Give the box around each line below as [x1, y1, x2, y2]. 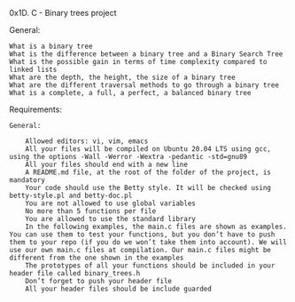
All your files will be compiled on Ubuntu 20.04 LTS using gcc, [25, 145, 272, 154]
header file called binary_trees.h [9, 269, 141, 278]
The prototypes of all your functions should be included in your [25, 261, 276, 270]
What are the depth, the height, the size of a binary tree [9, 73, 237, 82]
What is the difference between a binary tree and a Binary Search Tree [9, 50, 283, 59]
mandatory [9, 176, 46, 185]
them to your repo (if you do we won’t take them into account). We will [9, 238, 288, 247]
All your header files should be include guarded [25, 284, 213, 293]
